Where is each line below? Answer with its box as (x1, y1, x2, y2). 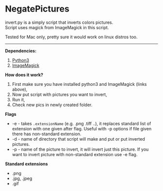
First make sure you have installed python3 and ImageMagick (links (12, 81, 147, 87)
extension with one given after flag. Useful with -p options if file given (12, 126, 152, 131)
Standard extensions (5, 161, 48, 167)
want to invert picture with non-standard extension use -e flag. (12, 151, 138, 157)
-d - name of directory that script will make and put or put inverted (12, 136, 145, 142)
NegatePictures (5, 3, 69, 15)
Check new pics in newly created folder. (12, 102, 93, 108)
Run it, (12, 96, 25, 102)
